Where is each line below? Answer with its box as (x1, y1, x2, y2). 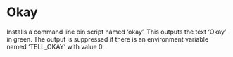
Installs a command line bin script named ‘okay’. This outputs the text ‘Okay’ (6, 27, 227, 36)
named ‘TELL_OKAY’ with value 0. (6, 42, 105, 51)
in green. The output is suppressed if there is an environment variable (6, 34, 209, 43)
